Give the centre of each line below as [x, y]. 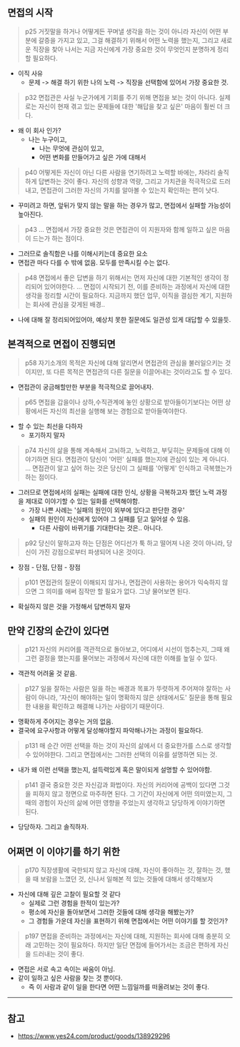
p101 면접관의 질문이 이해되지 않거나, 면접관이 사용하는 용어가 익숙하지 [123, 582]
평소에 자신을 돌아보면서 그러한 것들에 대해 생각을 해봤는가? [111, 912]
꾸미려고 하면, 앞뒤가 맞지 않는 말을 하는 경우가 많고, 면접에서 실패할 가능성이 [124, 205]
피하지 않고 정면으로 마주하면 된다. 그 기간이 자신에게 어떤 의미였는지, [129, 794]
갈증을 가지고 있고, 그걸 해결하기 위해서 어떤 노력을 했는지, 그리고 [129, 40]
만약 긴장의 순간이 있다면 [58, 631]
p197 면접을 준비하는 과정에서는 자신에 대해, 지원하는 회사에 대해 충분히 [124, 936]
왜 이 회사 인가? [40, 130]
